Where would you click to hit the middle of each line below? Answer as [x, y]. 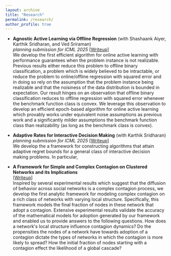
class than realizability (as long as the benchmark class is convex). [83, 125]
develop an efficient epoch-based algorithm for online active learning [86, 109]
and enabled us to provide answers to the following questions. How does [89, 221]
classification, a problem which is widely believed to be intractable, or [86, 71]
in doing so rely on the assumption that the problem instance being [83, 82]
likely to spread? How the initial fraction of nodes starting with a [80, 243]
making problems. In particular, [45, 157]
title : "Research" [25, 15]
